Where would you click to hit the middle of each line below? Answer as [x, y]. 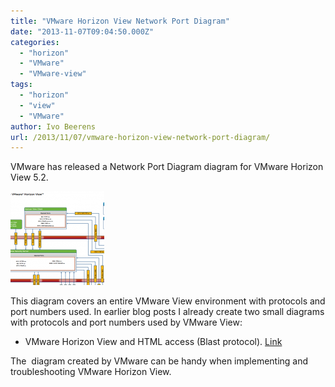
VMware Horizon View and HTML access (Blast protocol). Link [153, 342]
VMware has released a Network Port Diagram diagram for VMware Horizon [167, 167]
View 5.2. [29, 177]
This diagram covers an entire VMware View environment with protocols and [168, 301]
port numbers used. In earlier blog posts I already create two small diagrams [167, 312]
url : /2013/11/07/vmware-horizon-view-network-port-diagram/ [140, 137]
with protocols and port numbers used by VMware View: [126, 322]
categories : [35, 42]
